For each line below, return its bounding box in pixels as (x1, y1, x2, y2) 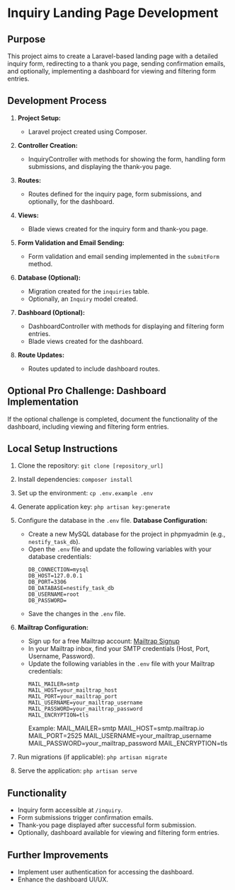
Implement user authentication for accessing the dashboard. (17, 868, 195, 877)
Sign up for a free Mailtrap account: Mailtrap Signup (28, 637, 180, 645)
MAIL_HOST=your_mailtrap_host (28, 687, 118, 694)
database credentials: (28, 553, 92, 561)
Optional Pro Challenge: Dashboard (7, 385, 166, 397)
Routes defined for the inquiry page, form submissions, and (28, 190, 202, 198)
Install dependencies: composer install (17, 475, 133, 484)
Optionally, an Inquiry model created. (28, 294, 138, 303)
